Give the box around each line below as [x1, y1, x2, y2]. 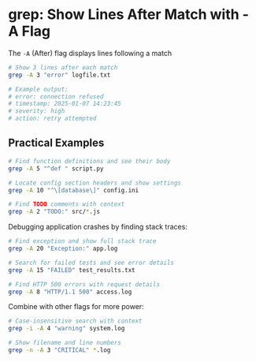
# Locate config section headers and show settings [8, 179, 181, 187]
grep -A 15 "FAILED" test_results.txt [8, 266, 135, 274]
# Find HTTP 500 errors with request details [8, 280, 160, 289]
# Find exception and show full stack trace [8, 237, 157, 245]
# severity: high [8, 107, 65, 115]
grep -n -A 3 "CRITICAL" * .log [8, 346, 111, 354]
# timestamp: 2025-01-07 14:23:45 [8, 100, 122, 108]
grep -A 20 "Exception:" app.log [8, 244, 118, 252]
